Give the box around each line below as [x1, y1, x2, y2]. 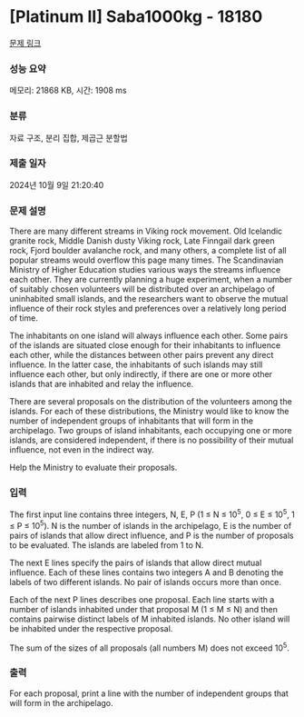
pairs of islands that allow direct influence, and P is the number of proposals [9, 530, 294, 541]
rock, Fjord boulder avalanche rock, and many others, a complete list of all [9, 245, 288, 256]
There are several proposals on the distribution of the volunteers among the [9, 396, 292, 407]
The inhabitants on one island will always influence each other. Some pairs [9, 330, 289, 342]
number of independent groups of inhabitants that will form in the [9, 415, 254, 426]
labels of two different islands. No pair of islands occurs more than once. [9, 576, 281, 587]
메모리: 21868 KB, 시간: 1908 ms [9, 85, 127, 96]
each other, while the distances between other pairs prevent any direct [9, 350, 274, 361]
